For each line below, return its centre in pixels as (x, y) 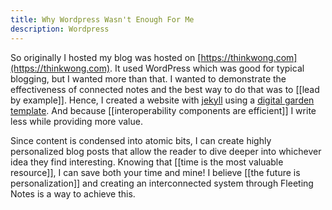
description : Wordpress (60, 29)
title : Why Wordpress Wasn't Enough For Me (102, 19)
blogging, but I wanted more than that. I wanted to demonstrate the (148, 78)
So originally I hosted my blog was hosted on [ (106, 57)
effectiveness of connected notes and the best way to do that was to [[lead (165, 89)
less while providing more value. (76, 121)
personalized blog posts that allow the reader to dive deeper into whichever (166, 151)
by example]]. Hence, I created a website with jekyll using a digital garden (162, 100)
